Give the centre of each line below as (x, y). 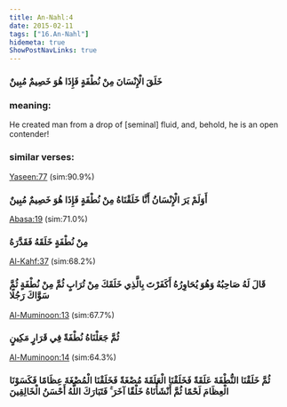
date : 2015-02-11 (41, 26)
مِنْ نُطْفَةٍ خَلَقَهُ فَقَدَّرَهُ (49, 242)
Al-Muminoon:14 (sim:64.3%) (63, 357)
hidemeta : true (37, 42)
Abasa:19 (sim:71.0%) (48, 219)
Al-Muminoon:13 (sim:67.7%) (62, 315)
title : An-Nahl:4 (41, 17)
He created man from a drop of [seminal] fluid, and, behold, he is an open (144, 124)
